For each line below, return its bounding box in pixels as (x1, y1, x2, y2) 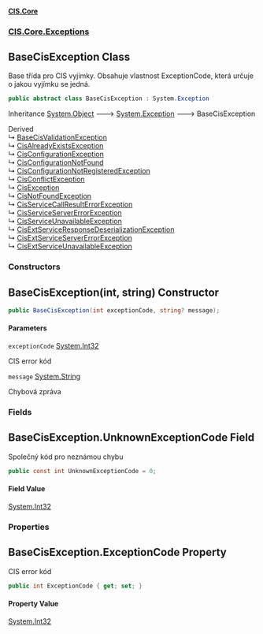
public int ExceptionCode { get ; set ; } (8, 582, 143, 590)
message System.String (8, 371, 81, 382)
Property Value (8, 599, 59, 609)
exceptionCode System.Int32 (8, 341, 99, 351)
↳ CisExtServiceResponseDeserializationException (8, 225, 175, 234)
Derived (8, 125, 34, 134)
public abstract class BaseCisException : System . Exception (8, 95, 210, 103)
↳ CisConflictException (8, 174, 85, 185)
